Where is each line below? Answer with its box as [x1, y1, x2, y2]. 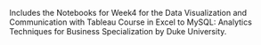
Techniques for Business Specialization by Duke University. [9, 26, 227, 36]
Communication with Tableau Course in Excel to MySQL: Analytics [9, 17, 252, 27]
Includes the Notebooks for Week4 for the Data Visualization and [9, 8, 248, 18]
